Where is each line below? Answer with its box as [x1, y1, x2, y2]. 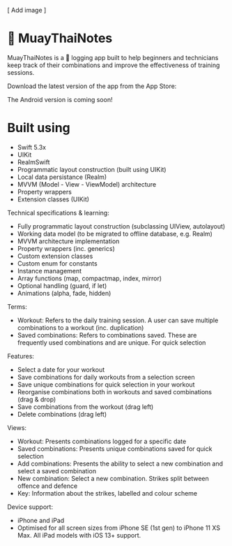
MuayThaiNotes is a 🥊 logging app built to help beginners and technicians [7, 53, 219, 62]
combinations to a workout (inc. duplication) [17, 323, 144, 331]
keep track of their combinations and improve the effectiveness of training [7, 61, 220, 69]
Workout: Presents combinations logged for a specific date [17, 437, 187, 445]
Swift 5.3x [17, 143, 47, 151]
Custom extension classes [17, 252, 93, 260]
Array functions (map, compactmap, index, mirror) [17, 274, 162, 282]
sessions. [7, 68, 35, 76]
